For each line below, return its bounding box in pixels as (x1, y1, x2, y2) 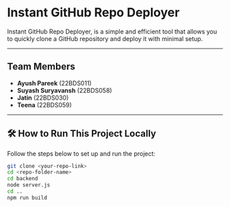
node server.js (7, 182, 51, 189)
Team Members (7, 61, 75, 72)
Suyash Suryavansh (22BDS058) (16, 86, 112, 94)
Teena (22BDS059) (16, 100, 72, 109)
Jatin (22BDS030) (16, 94, 69, 102)
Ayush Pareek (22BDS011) (16, 79, 92, 87)
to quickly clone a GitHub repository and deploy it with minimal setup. (7, 34, 203, 42)
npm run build (7, 194, 48, 201)
